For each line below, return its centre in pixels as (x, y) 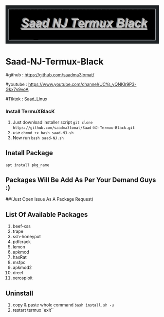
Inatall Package (29, 153)
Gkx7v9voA (17, 89)
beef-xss (22, 226)
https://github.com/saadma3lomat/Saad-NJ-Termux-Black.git (74, 128)
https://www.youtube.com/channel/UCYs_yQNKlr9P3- (82, 84)
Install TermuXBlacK (30, 111)
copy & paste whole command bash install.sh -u (63, 305)
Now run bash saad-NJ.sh (38, 138)
